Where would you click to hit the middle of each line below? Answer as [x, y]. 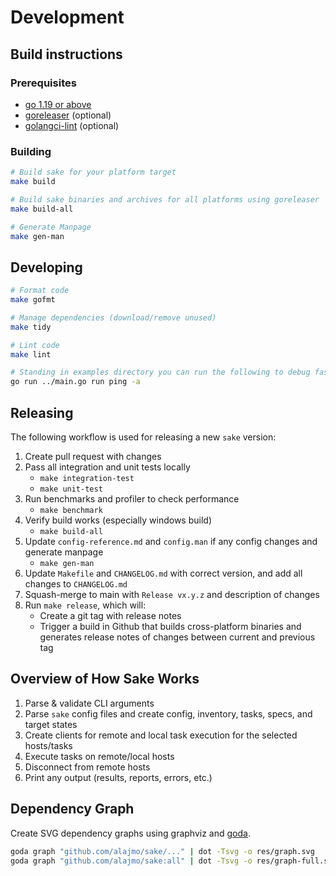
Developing [46, 267]
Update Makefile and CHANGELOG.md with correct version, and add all [163, 573]
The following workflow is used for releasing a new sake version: [143, 437]
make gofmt [33, 300]
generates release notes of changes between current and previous [177, 637]
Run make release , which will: [85, 605]
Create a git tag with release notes [110, 616]
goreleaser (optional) [68, 115]
